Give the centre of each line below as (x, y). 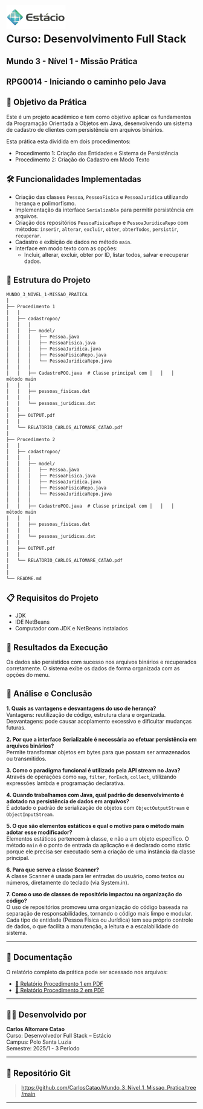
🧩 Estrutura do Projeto (48, 280)
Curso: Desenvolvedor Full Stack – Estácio (59, 1036)
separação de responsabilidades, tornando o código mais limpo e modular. (99, 913)
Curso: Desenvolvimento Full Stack (96, 39)
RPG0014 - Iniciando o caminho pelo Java (86, 81)
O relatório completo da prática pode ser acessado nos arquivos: (87, 972)
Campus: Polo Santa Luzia (39, 1042)
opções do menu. (28, 675)
